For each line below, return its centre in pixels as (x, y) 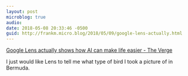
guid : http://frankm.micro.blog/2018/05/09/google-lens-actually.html (94, 34)
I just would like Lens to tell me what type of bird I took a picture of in (90, 62)
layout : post (22, 11)
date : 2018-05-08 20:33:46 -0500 (47, 28)
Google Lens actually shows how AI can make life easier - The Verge (89, 50)
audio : (14, 22)
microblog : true (26, 17)
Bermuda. (18, 68)
